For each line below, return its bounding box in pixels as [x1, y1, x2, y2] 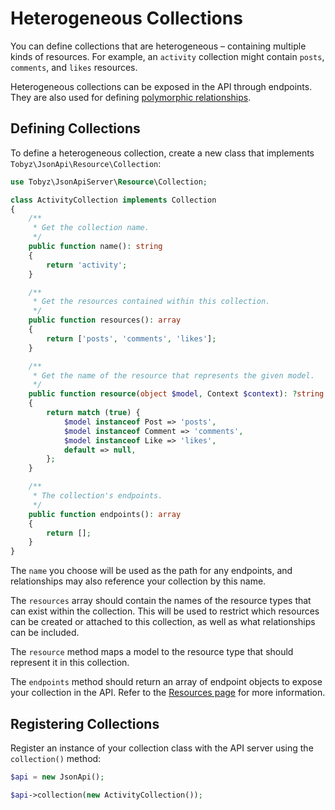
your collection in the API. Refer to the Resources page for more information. [10, 687, 326, 699]
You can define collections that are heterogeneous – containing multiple [10, 40, 307, 52]
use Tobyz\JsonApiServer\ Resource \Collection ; [10, 177, 208, 187]
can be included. [10, 627, 80, 639]
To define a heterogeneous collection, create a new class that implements [10, 147, 315, 159]
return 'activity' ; [46, 260, 128, 270]
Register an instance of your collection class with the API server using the [10, 742, 314, 754]
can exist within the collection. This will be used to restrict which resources [10, 605, 320, 617]
